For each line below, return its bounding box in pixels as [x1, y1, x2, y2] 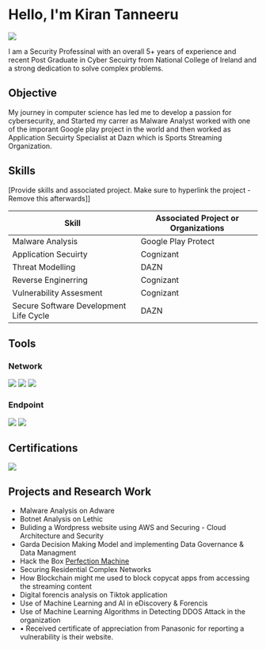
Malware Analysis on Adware [19, 506, 115, 516]
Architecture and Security [19, 531, 104, 540]
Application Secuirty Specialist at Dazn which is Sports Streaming [8, 132, 222, 142]
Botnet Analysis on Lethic [19, 514, 104, 524]
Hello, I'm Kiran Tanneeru [8, 6, 179, 24]
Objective [8, 86, 58, 100]
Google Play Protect [140, 235, 215, 246]
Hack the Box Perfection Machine [19, 556, 130, 566]
